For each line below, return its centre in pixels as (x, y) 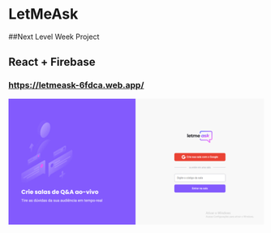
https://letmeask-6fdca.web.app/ (76, 85)
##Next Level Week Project (54, 37)
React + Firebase (52, 62)
